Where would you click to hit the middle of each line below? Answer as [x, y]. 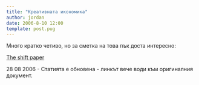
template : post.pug [31, 29]
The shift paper [25, 57]
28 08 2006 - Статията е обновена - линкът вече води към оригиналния [100, 69]
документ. [20, 75]
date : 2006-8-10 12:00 [35, 23]
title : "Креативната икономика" [47, 12]
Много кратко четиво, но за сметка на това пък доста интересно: [91, 46]
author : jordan [25, 17]
